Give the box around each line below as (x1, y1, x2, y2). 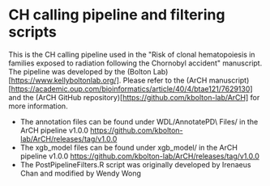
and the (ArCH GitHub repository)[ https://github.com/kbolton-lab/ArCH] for (8, 92, 260, 102)
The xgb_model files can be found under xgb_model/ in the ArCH (19, 142, 238, 152)
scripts (8, 23, 57, 41)
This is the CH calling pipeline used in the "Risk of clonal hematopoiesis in (8, 49, 255, 59)
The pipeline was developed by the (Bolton (8, 66, 152, 76)
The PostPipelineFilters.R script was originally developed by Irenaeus (19, 159, 251, 169)
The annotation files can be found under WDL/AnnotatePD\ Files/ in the (19, 116, 259, 126)
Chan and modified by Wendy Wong (19, 168, 142, 178)
